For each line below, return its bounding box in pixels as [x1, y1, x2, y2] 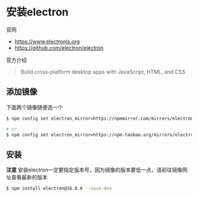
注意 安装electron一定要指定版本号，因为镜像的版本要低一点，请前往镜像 [6, 166, 183, 173]
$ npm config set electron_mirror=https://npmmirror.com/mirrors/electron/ [6, 115, 196, 121]
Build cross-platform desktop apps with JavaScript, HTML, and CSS [20, 68, 186, 75]
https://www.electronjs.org [14, 38, 80, 45]
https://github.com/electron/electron [14, 44, 104, 51]
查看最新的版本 [11, 174, 48, 181]
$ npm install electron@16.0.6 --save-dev [6, 186, 112, 192]
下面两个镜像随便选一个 [6, 104, 63, 111]
